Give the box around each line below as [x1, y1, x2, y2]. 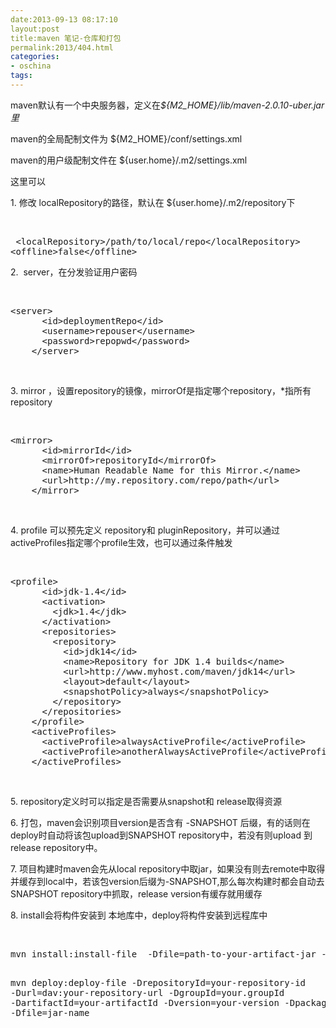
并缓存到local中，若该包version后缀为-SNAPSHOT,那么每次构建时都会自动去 [10, 875, 325, 887]
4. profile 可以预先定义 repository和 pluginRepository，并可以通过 [10, 524, 281, 536]
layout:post [10, 24, 60, 34]
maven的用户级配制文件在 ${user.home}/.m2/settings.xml [10, 154, 248, 166]
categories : [10, 52, 60, 62]
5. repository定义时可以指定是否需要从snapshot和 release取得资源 [10, 795, 283, 807]
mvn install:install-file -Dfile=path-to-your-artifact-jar [10, 948, 317, 960]
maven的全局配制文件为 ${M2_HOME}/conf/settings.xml [10, 132, 243, 145]
